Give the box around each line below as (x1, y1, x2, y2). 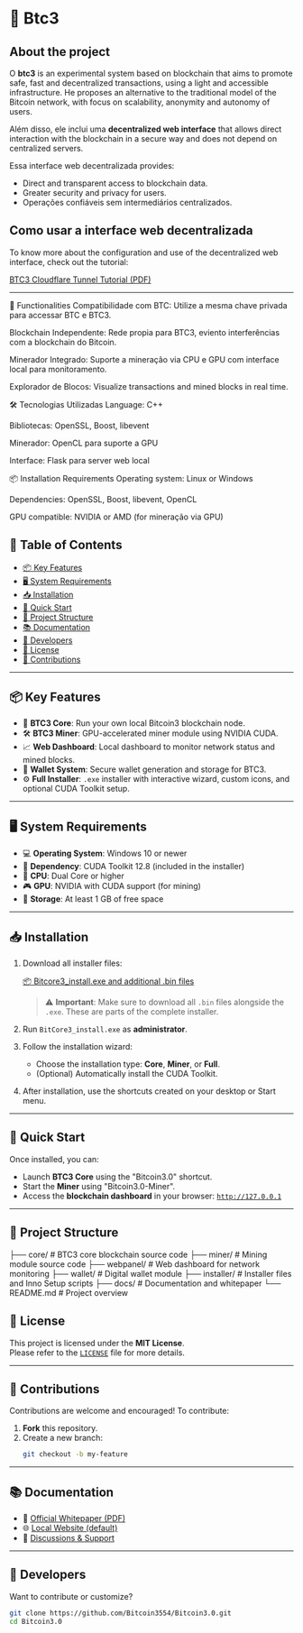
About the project (9, 44, 111, 60)
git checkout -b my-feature (22, 1450, 128, 1459)
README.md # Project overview (9, 1287, 129, 1298)
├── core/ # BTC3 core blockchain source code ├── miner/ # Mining (9, 1249, 268, 1260)
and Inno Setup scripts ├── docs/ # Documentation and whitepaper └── (9, 1278, 281, 1289)
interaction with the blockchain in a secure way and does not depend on (9, 133, 278, 143)
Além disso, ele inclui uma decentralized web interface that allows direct (9, 124, 282, 134)
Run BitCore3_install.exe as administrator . (22, 1023, 188, 1035)
